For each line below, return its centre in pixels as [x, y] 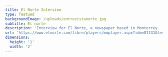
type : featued [20, 14]
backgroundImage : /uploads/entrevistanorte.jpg [56, 19]
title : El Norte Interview [33, 10]
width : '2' [21, 47]
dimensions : [17, 38]
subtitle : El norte [25, 24]
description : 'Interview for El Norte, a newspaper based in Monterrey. [82, 28]
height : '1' [22, 42]
